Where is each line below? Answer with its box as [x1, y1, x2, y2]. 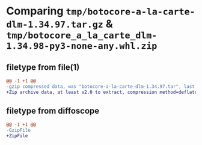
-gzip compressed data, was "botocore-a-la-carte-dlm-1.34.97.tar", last [6, 83, 195, 90]
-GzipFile [6, 128, 31, 134]
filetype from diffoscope [6, 106, 100, 116]
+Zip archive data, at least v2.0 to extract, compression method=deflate [6, 89, 198, 95]
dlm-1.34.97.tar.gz [6, 19, 103, 31]
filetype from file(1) [6, 62, 80, 72]
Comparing [6, 4, 64, 18]
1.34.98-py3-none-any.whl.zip [6, 40, 158, 52]
